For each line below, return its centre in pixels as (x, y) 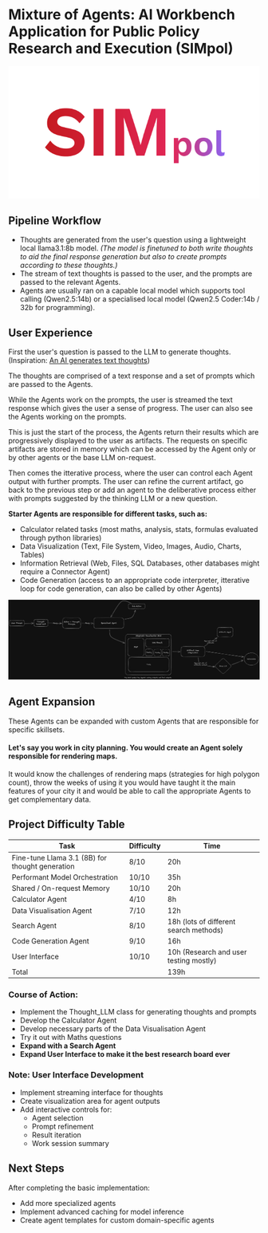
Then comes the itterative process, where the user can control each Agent (130, 473)
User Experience (51, 333)
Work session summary (70, 1143)
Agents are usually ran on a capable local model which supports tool (132, 291)
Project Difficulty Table (67, 824)
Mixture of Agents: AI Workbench (122, 15)
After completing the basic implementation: (79, 1188)
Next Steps (36, 1169)
